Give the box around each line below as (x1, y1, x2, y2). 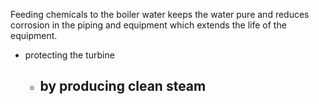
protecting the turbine (24, 49, 115, 61)
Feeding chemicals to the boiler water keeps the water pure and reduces (10, 9, 310, 20)
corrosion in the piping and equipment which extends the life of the (10, 19, 287, 31)
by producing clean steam (39, 78, 207, 95)
